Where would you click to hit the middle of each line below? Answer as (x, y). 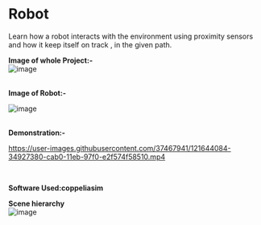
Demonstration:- (37, 133)
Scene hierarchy (37, 203)
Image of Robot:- (37, 92)
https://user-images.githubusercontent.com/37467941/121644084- (120, 148)
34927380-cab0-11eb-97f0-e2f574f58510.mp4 (87, 157)
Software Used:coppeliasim (56, 188)
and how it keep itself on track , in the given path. (90, 44)
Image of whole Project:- (51, 60)
